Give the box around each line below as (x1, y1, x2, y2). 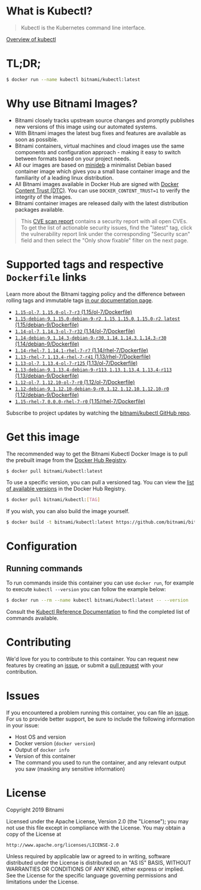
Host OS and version (14, 733, 66, 741)
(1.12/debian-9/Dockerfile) (14, 391, 80, 398)
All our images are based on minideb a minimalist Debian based (14, 161, 172, 169)
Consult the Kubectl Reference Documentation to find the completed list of (6, 608, 190, 616)
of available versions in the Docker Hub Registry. (6, 485, 127, 493)
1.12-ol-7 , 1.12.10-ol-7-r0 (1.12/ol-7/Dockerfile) (14, 378, 135, 385)
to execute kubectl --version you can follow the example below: (6, 586, 166, 593)
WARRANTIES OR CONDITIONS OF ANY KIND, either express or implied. (6, 865, 184, 873)
